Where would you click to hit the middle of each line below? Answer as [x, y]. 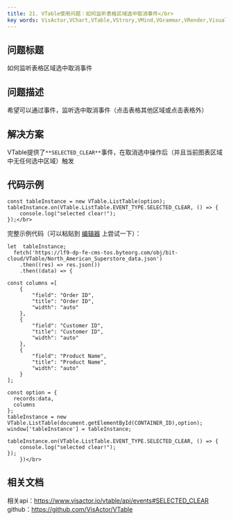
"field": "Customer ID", [68, 325]
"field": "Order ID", [63, 295]
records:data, [34, 398]
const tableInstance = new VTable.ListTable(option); [87, 201]
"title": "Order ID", [63, 301]
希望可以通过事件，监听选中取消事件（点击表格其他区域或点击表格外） [107, 110]
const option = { [32, 392]
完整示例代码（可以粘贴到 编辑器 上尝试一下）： [74, 233]
